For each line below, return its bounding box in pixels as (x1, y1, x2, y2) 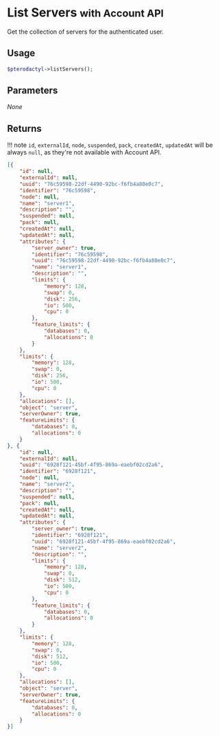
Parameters (7, 84, 58, 97)
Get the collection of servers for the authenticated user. (7, 27, 164, 36)
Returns (7, 122, 42, 135)
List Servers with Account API (7, 5, 164, 21)
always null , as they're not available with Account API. (7, 148, 162, 157)
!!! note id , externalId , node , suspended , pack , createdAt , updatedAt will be (7, 141, 213, 149)
